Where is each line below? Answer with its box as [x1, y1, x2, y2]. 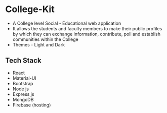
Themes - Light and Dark [12, 41, 65, 47]
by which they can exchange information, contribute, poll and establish [12, 31, 161, 37]
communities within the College [12, 36, 78, 42]
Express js [12, 91, 34, 97]
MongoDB [12, 96, 34, 102]
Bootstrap [12, 80, 33, 86]
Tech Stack [5, 56, 41, 65]
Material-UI [12, 75, 36, 81]
